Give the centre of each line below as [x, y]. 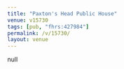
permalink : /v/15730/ [39, 33]
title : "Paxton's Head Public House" [62, 14]
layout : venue [28, 40]
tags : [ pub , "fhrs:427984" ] [48, 26]
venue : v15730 [28, 20]
